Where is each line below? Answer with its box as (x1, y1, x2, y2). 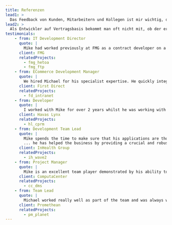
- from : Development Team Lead (14, 126, 81, 131)
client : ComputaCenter (18, 174, 68, 179)
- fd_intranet (24, 93, 54, 98)
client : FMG (18, 50, 45, 55)
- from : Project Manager (14, 160, 68, 165)
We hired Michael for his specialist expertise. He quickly (24, 79, 155, 84)
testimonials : (5, 31, 36, 36)
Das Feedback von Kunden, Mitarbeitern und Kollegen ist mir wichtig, (10, 17, 164, 22)
